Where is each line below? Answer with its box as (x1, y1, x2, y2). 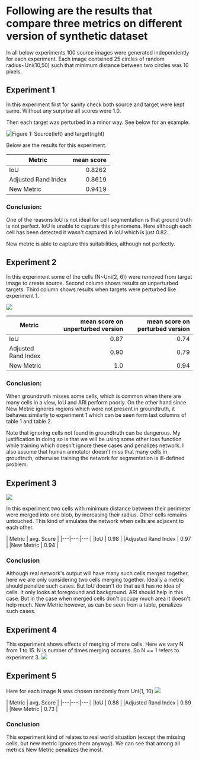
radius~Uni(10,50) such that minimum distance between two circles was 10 (6, 61, 189, 69)
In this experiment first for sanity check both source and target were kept (6, 101, 185, 108)
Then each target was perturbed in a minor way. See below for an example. (6, 119, 190, 126)
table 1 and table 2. (6, 418, 52, 425)
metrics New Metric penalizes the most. (6, 746, 104, 754)
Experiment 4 (6, 624, 57, 635)
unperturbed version (63, 324, 123, 333)
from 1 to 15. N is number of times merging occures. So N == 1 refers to (6, 647, 179, 654)
